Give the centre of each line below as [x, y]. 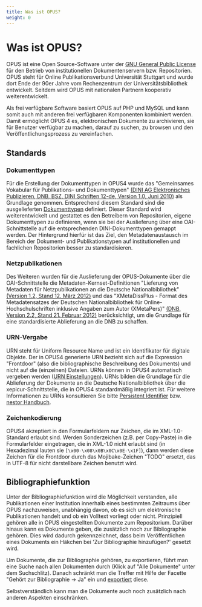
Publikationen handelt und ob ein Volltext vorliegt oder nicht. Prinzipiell [94, 516]
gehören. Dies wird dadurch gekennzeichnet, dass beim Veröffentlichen [96, 535]
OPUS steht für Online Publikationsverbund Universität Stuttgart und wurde [100, 77]
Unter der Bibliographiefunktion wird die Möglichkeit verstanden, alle [92, 497]
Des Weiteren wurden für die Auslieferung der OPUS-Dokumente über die [98, 277]
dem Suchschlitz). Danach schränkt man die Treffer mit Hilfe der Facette [96, 572]
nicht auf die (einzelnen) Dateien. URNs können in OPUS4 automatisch [94, 370]
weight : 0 [19, 18]
